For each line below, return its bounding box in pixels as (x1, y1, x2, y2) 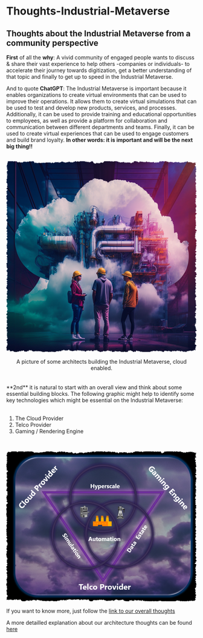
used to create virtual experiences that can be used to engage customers (6, 130, 189, 137)
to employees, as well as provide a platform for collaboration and (6, 117, 168, 124)
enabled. (90, 364, 113, 372)
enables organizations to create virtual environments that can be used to (6, 91, 187, 98)
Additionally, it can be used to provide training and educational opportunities (6, 111, 196, 117)
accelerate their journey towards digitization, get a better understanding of (6, 67, 192, 74)
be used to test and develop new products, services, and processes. (6, 104, 177, 111)
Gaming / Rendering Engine (14, 428, 84, 435)
